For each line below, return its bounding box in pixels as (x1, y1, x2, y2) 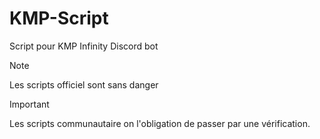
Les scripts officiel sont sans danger (9, 78, 159, 91)
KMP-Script (9, 7, 109, 30)
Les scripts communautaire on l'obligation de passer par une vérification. (9, 117, 311, 129)
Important (9, 98, 50, 110)
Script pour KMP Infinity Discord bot (9, 40, 159, 52)
